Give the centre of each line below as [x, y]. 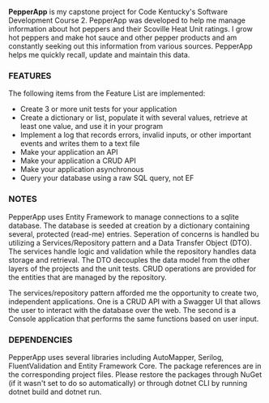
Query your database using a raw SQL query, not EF [107, 178]
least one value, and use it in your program [92, 126]
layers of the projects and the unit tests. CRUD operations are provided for [132, 268]
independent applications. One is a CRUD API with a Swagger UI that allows [134, 301]
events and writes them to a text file [80, 144]
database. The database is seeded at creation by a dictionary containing [129, 225]
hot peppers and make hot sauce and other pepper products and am [123, 37]
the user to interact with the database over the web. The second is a [122, 310]
